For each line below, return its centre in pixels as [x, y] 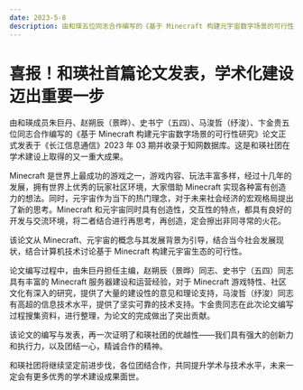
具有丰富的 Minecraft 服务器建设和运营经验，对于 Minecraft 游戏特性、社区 [148, 282]
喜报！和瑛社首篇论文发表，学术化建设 [152, 74]
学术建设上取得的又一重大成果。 [69, 157]
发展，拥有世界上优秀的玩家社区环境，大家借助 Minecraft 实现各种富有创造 [148, 187]
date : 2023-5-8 [38, 18]
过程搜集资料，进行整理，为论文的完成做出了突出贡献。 [112, 316]
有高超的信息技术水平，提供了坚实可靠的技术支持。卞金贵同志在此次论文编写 [151, 304]
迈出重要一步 [57, 96]
